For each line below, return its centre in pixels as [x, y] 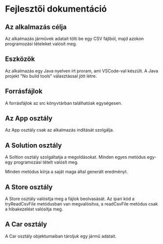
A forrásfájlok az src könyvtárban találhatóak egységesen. [64, 103]
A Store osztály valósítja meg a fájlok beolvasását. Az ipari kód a [70, 199]
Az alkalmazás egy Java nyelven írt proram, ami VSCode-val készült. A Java [82, 71]
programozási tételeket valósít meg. [41, 44]
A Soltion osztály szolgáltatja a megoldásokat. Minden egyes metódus [76, 157]
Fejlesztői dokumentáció [56, 9]
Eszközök [20, 59]
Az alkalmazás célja [36, 27]
